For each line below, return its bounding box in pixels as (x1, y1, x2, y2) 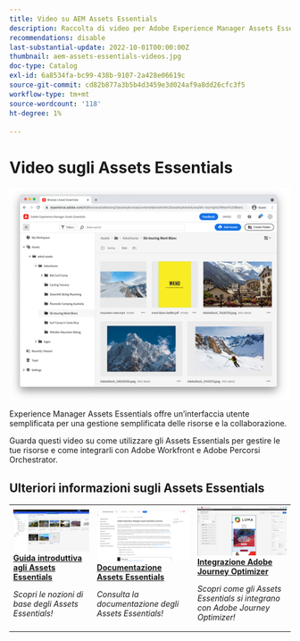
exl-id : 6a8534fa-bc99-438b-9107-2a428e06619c (9, 72, 186, 80)
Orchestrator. (9, 454, 58, 465)
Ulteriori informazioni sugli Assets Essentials (9, 480, 265, 495)
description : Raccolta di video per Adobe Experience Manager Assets (9, 23, 274, 33)
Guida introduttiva (12, 552, 83, 563)
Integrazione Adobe (196, 556, 273, 567)
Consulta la (96, 588, 139, 599)
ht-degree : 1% (9, 108, 62, 118)
